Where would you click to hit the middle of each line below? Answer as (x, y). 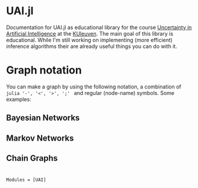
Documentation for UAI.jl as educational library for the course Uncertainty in (99, 27)
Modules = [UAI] (26, 180)
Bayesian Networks (43, 118)
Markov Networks (40, 138)
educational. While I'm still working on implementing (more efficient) (90, 40)
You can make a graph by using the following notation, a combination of (94, 87)
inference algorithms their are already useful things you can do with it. (92, 46)
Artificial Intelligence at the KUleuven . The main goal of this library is (90, 33)
